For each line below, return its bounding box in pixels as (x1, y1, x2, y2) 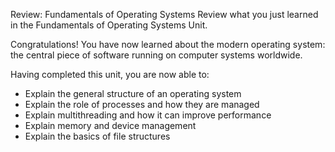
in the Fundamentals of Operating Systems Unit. (10, 19, 208, 31)
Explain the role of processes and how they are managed (24, 99, 260, 110)
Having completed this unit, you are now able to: (10, 69, 210, 80)
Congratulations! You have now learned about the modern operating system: (10, 39, 326, 50)
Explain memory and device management (24, 120, 197, 131)
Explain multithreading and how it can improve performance (24, 109, 272, 121)
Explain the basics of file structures (24, 130, 171, 142)
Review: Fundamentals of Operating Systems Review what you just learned (10, 9, 319, 20)
